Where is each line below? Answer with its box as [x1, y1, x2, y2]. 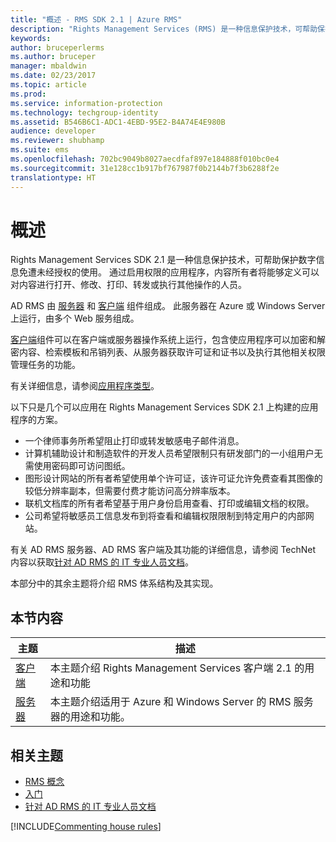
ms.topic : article [10, 80, 87, 90]
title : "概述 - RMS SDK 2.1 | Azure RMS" [10, 14, 183, 25]
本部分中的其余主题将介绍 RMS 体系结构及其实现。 [10, 577, 219, 590]
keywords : [10, 33, 52, 43]
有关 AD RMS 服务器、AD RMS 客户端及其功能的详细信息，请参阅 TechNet [10, 544, 317, 556]
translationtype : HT [10, 172, 97, 183]
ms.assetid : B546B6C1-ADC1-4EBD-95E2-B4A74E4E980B [10, 117, 226, 127]
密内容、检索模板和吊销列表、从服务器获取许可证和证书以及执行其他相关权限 [10, 346, 326, 358]
